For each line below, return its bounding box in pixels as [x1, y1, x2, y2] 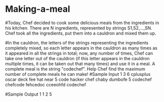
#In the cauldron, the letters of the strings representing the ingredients [5, 39, 149, 45]
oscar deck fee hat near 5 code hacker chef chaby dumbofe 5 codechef [5, 76, 152, 82]
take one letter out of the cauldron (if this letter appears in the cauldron [5, 55, 150, 61]
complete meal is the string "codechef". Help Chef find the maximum [5, 66, 146, 72]
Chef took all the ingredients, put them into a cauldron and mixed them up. [5, 30, 157, 36]
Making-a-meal [5, 3, 71, 15]
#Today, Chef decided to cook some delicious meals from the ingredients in [5, 20, 160, 26]
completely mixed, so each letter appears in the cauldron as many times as [5, 45, 158, 51]
